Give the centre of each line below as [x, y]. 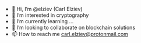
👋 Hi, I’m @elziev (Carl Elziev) [47, 9]
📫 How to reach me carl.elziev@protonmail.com [70, 34]
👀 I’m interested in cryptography [50, 15]
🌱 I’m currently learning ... [43, 21]
